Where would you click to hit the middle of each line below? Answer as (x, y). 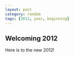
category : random (23, 14)
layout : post (18, 9)
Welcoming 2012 (32, 38)
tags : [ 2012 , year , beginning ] (37, 19)
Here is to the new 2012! (30, 50)
